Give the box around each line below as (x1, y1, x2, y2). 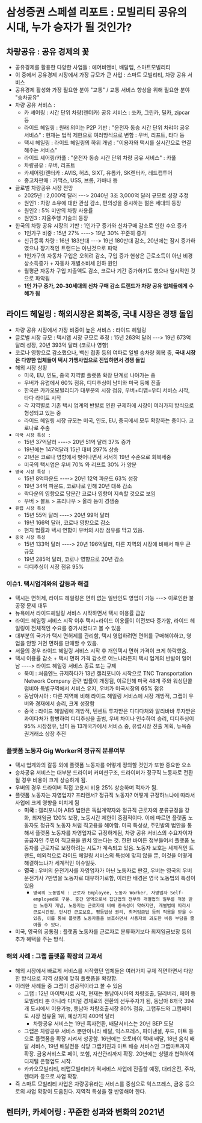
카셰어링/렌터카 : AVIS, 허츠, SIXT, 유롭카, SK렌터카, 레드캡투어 (23, 169, 173, 176)
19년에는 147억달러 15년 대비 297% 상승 (23, 446, 119, 453)
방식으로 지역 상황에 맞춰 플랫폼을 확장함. (21, 975, 118, 982)
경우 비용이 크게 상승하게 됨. (21, 776, 87, 784)
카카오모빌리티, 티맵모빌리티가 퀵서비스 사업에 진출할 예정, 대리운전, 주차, (23, 1065, 196, 1072)
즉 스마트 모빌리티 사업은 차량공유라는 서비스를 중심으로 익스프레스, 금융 (14, 1080, 184, 1087)
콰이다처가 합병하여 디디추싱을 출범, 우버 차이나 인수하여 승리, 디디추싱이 (23, 715, 194, 723)
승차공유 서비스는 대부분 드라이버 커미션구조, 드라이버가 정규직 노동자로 (14, 769, 182, 776)
